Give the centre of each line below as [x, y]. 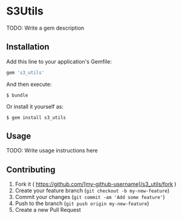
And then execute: [29, 84]
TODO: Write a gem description [45, 28]
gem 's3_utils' [25, 73]
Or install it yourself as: [35, 106]
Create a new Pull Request [48, 210]
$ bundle [17, 95]
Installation [28, 47]
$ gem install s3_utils [36, 117]
